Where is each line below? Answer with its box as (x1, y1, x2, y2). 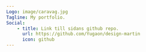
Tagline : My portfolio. (6, 14, 66, 20)
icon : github (22, 36, 55, 42)
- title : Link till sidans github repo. (17, 25, 119, 32)
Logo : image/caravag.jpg (6, 8, 68, 15)
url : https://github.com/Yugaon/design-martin (22, 31, 141, 37)
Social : (6, 20, 26, 26)
